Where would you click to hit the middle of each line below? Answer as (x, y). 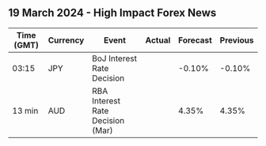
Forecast (195, 40)
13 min (25, 110)
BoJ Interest (114, 58)
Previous (237, 40)
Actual (158, 40)
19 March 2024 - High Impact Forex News (112, 13)
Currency (66, 40)
